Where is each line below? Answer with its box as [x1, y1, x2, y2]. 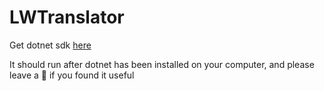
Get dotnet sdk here [9, 39, 92, 51]
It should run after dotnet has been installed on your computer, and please [9, 58, 315, 70]
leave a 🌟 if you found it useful [9, 69, 135, 81]
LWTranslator [9, 6, 125, 29]
